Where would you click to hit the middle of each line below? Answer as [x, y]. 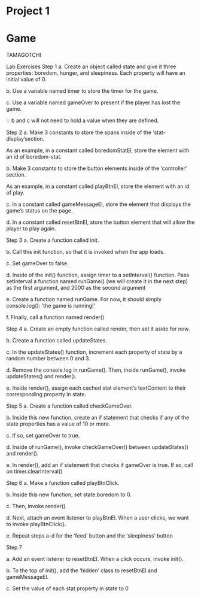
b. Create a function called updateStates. [57, 341]
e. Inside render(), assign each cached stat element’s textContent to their [96, 388]
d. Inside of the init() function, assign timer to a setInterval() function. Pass [98, 275]
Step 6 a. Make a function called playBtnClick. [63, 483]
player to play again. [31, 229]
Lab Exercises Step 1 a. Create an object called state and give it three [91, 66]
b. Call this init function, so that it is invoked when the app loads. [86, 252]
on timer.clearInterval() [34, 472]
